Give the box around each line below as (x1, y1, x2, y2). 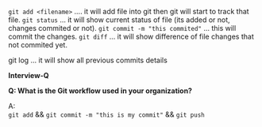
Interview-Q (8, 71, 49, 80)
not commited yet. (8, 40, 67, 50)
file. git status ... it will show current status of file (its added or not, (8, 15, 230, 24)
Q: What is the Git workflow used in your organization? (8, 86, 193, 95)
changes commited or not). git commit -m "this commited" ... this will (8, 24, 237, 32)
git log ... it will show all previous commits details (8, 55, 168, 65)
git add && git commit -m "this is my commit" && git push (8, 110, 205, 119)
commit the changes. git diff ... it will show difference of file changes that (8, 32, 254, 41)
